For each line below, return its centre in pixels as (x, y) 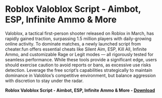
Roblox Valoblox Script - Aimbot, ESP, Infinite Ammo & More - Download (80, 90)
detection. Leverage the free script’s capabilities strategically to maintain (79, 70)
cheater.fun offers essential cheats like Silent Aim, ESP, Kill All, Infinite (76, 49)
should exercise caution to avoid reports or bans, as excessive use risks (78, 65)
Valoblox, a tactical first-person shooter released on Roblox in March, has (80, 33)
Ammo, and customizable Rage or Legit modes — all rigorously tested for (79, 54)
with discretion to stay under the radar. (44, 81)
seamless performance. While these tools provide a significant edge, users (81, 59)
